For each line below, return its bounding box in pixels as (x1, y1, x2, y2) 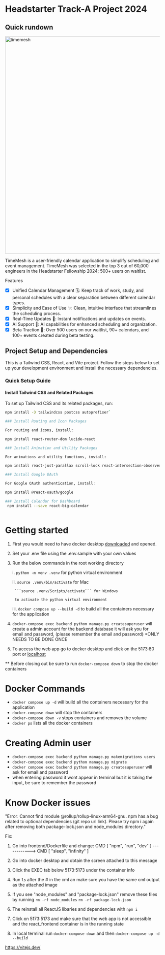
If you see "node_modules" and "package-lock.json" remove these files (12, 891, 158, 897)
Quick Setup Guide (5, 377, 51, 384)
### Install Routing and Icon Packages (5, 419, 87, 424)
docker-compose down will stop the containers (12, 710, 103, 716)
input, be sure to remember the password (12, 780, 97, 786)
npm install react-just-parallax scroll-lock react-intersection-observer (5, 463, 162, 468)
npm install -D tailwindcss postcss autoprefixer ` (5, 410, 111, 415)
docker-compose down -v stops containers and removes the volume (12, 715, 147, 721)
